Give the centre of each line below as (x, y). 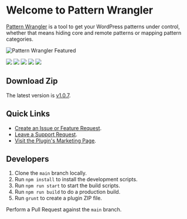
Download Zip (32, 81)
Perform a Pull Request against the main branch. (64, 210)
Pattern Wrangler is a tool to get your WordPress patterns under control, (93, 26)
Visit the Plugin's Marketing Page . (55, 140)
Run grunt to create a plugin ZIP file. (58, 198)
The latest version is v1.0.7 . (39, 95)
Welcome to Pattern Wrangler (80, 10)
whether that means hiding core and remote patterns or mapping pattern (94, 32)
